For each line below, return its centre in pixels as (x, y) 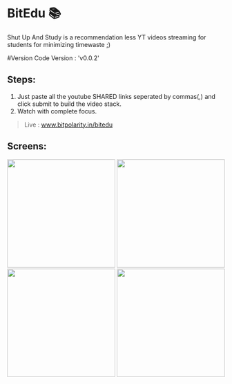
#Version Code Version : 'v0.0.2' (54, 58)
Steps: (21, 80)
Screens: (27, 146)
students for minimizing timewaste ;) (59, 44)
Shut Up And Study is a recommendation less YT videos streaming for (107, 37)
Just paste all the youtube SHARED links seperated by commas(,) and (116, 96)
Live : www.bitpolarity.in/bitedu (68, 125)
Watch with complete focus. (57, 111)
